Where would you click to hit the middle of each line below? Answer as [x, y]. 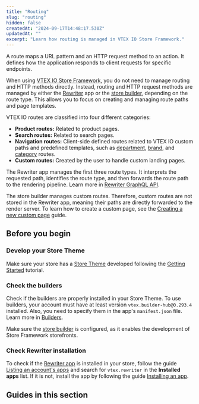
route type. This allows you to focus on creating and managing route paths [97, 99]
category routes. [35, 154]
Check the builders [34, 285]
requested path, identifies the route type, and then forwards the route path [97, 178]
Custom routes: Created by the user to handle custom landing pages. [100, 160]
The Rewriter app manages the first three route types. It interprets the [91, 172]
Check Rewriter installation [46, 350]
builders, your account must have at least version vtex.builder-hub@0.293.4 [99, 305]
